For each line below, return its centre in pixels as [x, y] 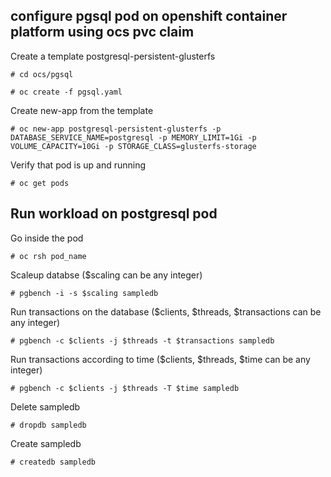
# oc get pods [40, 183]
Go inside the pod [47, 238]
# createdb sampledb [53, 462]
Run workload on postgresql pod [114, 214]
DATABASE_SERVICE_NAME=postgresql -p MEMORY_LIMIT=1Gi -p [133, 137]
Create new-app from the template [82, 110]
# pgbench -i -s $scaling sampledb [84, 293]
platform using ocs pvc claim [102, 32]
